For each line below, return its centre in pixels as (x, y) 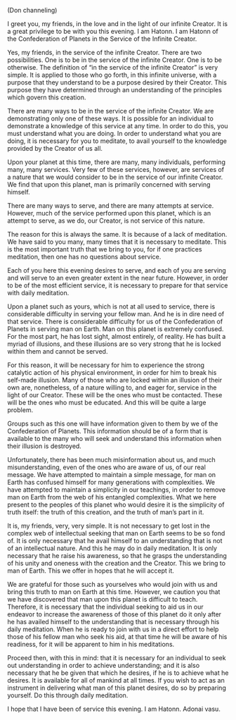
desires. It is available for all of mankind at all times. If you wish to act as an (116, 680)
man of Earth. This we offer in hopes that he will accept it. (91, 571)
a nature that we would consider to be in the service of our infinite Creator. (115, 177)
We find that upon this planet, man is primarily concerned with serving (109, 185)
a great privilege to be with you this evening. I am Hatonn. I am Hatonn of (113, 31)
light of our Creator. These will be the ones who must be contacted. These (115, 395)
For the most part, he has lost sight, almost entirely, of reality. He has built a (117, 336)
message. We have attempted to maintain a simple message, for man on (112, 474)
